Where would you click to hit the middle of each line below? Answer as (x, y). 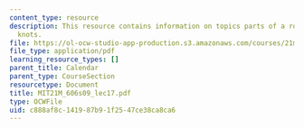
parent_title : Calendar (54, 69)
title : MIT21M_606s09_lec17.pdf (70, 93)
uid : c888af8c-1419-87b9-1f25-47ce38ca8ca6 (93, 110)
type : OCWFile (36, 101)
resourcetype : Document (54, 85)
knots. (30, 34)
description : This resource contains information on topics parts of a (147, 26)
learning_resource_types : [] (64, 59)
